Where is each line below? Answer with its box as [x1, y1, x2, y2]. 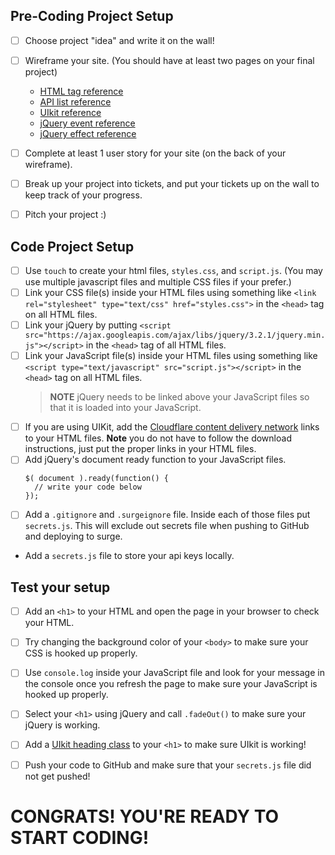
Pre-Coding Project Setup [10, 8, 174, 25]
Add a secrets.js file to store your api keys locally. [24, 550, 235, 562]
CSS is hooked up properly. [24, 647, 138, 659]
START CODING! [10, 826, 150, 849]
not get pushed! [24, 770, 91, 782]
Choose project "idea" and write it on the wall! [24, 34, 215, 46]
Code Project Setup [10, 238, 135, 255]
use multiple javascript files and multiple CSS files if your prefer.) [24, 276, 292, 288]
